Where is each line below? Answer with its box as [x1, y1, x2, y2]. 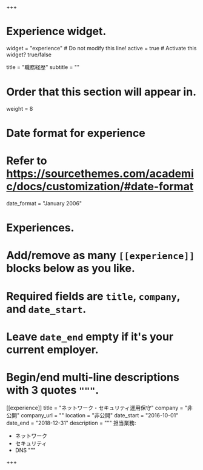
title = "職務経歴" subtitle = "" [6, 63, 80, 70]
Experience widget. [6, 25, 107, 38]
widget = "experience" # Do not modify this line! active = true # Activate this [6, 44, 197, 51]
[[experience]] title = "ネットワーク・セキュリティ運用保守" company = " [6, 404, 188, 411]
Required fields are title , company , [6, 289, 181, 303]
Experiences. [6, 221, 75, 235]
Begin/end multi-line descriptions [6, 370, 180, 384]
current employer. [6, 343, 99, 356]
